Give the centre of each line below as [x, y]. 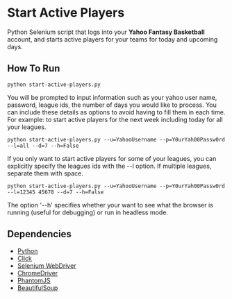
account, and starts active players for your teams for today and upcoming [113, 39]
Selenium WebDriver [47, 266]
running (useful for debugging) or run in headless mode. [88, 212]
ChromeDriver [38, 273]
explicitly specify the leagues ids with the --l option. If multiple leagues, [109, 166]
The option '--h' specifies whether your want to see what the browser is [110, 205]
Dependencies [39, 234]
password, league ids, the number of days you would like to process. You [112, 105]
